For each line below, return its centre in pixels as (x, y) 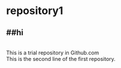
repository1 (35, 11)
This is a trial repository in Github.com (53, 53)
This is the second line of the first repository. (61, 59)
